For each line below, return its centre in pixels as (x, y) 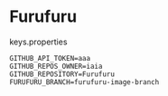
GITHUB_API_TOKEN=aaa (50, 58)
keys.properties (38, 42)
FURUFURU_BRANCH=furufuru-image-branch (84, 82)
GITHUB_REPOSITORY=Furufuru (62, 74)
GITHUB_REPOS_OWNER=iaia (56, 66)
